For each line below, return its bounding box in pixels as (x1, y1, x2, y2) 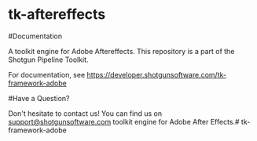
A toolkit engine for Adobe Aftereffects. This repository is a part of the (8, 46, 235, 56)
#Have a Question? (8, 93, 70, 103)
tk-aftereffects (8, 5, 106, 23)
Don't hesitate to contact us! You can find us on (8, 108, 163, 118)
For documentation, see (8, 70, 86, 79)
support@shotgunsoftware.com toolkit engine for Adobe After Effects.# (8, 117, 240, 126)
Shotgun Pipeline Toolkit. (8, 55, 89, 64)
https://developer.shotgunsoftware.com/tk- (86, 70, 226, 79)
